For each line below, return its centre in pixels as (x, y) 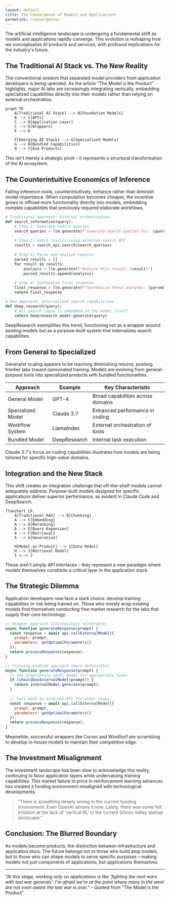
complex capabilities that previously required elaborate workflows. (75, 208)
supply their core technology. (36, 614)
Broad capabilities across (122, 396)
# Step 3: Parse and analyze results (54, 255)
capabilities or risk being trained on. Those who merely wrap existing (77, 604)
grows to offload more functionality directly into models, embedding (76, 202)
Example (70, 387)
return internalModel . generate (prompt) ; (57, 685)
